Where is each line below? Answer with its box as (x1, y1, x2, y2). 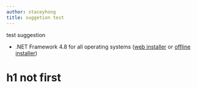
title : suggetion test (6, 15, 64, 21)
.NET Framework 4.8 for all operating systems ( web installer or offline (15, 43, 191, 50)
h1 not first (6, 70, 61, 84)
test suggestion (6, 31, 46, 38)
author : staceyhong (6, 8, 56, 15)
